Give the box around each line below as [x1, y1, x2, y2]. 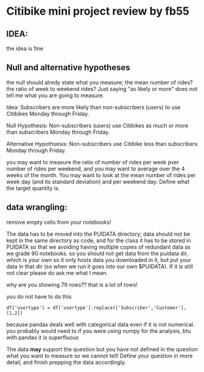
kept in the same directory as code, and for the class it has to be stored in [6, 236, 191, 244]
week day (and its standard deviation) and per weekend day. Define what [6, 178, 190, 185]
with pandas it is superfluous [6, 334, 79, 341]
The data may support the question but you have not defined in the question [6, 345, 198, 352]
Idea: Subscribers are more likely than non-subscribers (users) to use [6, 103, 181, 111]
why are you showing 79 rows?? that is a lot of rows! [6, 281, 138, 288]
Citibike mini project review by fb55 [6, 4, 190, 18]
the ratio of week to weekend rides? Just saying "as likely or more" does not [6, 85, 198, 92]
